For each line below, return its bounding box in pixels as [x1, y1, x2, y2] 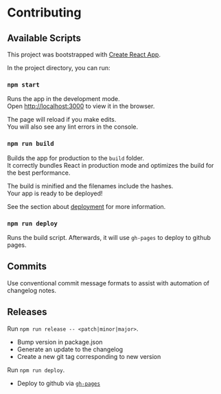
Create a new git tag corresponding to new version [16, 352, 161, 360]
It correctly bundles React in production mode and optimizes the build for [7, 161, 214, 169]
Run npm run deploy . [7, 366, 65, 374]
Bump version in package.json [16, 338, 103, 346]
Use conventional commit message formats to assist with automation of [7, 278, 209, 287]
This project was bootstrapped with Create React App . [7, 50, 161, 58]
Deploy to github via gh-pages [16, 379, 101, 387]
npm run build [7, 140, 54, 148]
